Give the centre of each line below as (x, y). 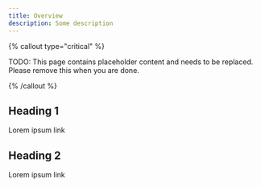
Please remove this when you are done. (74, 70)
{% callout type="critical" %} (56, 46)
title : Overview (35, 16)
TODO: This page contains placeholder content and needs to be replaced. (131, 62)
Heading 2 (35, 155)
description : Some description (61, 23)
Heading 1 (33, 110)
